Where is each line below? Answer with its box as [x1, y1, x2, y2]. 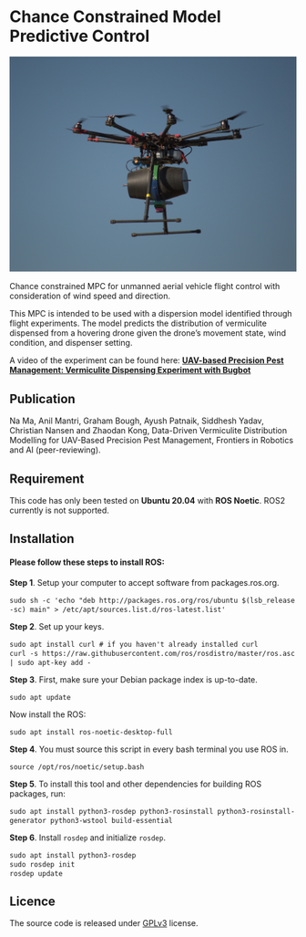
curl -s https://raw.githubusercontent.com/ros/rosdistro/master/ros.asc [9, 649, 296, 658]
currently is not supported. [9, 505, 109, 516]
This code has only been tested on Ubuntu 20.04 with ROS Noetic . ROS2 [9, 495, 286, 506]
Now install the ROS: [9, 709, 87, 720]
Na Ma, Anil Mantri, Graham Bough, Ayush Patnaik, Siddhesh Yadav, [9, 415, 264, 426]
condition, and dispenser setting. [9, 338, 133, 349]
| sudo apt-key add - [9, 658, 92, 667]
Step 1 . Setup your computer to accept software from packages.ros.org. [9, 577, 280, 588]
